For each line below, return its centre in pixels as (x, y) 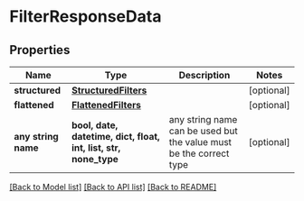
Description (204, 75)
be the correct (199, 153)
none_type (95, 159)
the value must (200, 142)
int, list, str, (96, 148)
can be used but (203, 131)
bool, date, (95, 125)
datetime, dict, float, (115, 137)
